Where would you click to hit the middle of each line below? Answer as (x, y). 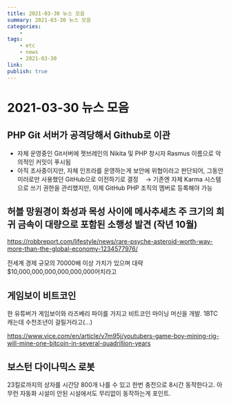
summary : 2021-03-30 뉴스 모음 (49, 20)
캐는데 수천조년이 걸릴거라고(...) (50, 323)
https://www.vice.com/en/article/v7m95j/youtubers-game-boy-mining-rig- (113, 336)
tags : (15, 39)
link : (15, 65)
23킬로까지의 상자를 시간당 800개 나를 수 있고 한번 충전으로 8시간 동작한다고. (111, 385)
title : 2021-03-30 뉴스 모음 (46, 13)
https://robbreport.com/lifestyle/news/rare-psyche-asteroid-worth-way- (110, 242)
